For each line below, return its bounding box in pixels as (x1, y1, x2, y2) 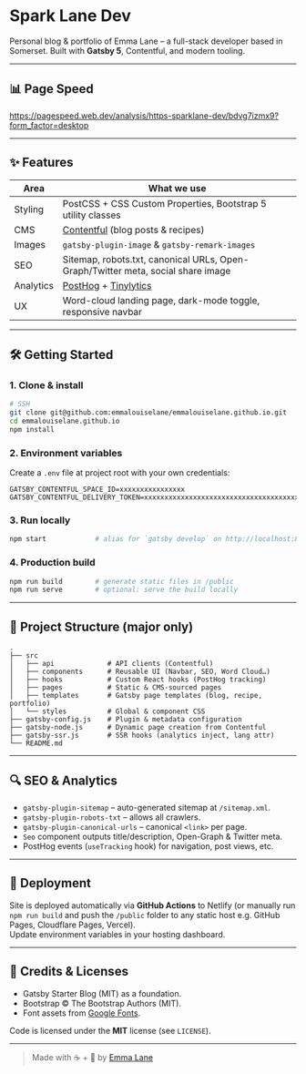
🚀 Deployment (9, 875, 91, 891)
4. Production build (9, 557, 96, 569)
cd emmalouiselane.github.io (9, 416, 120, 425)
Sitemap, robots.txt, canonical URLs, (62, 252, 219, 265)
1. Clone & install (9, 379, 84, 392)
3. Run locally (9, 514, 71, 527)
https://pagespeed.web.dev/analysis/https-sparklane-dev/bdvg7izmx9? (9, 110, 280, 121)
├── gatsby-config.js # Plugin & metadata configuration (9, 715, 243, 724)
